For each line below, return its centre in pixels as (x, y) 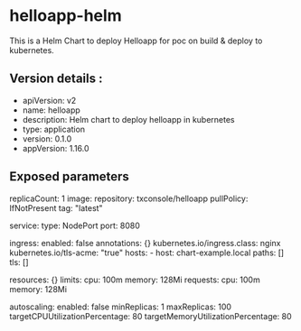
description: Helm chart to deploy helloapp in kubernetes (128, 119)
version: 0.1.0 (47, 138)
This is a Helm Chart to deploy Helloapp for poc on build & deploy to (136, 41)
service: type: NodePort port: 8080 (75, 225)
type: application (54, 129)
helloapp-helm (66, 16)
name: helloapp (52, 110)
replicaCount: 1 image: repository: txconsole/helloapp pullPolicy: (129, 198)
